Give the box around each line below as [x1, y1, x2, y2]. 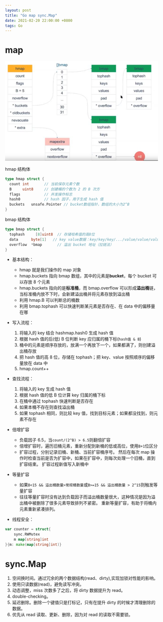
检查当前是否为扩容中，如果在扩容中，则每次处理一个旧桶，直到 [28, 455, 156, 461]
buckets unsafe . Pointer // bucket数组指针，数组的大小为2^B [9, 202, 130, 207]
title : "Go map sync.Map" [5, 13, 57, 18]
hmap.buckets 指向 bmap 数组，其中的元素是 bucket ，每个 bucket [19, 273, 151, 279]
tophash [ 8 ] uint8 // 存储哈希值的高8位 [9, 232, 95, 237]
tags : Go [5, 23, 23, 28]
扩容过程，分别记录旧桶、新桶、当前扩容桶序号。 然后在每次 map [19, 449, 150, 455]
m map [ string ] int [14, 537, 49, 542]
